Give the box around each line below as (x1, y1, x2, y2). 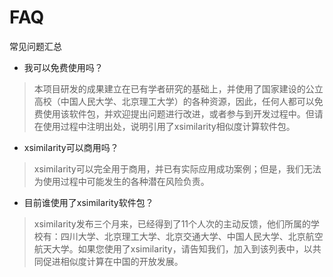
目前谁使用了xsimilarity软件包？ (23, 196, 154, 208)
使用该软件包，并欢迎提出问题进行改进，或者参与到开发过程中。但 (42, 107, 315, 120)
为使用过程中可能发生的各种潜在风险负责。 (33, 175, 210, 187)
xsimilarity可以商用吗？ (23, 141, 119, 153)
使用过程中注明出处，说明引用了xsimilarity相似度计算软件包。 (42, 120, 296, 132)
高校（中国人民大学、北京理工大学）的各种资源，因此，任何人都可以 (33, 95, 315, 107)
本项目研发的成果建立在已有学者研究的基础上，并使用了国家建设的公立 (33, 82, 324, 95)
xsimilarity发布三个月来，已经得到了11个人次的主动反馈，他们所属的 (33, 217, 312, 230)
